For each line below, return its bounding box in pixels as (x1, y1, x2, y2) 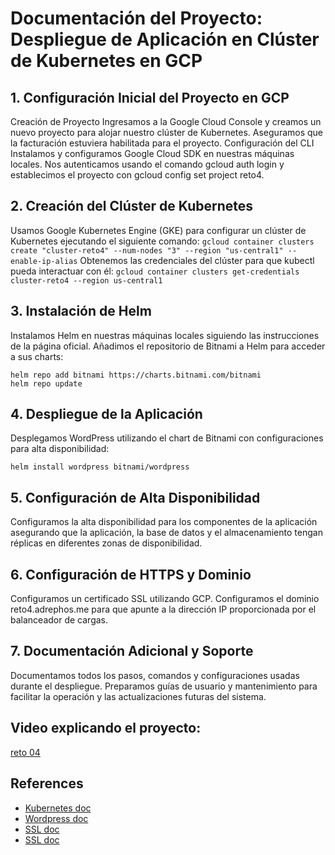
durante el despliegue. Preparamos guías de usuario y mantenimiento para (10, 680, 318, 692)
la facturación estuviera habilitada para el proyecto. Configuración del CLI (10, 137, 315, 149)
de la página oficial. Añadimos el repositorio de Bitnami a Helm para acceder (10, 340, 326, 352)
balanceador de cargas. (10, 614, 109, 626)
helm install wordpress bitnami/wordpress (10, 462, 190, 472)
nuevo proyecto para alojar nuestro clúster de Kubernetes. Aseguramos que (10, 127, 324, 138)
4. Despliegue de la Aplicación (10, 406, 203, 423)
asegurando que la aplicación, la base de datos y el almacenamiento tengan (10, 527, 323, 539)
